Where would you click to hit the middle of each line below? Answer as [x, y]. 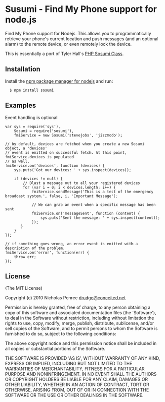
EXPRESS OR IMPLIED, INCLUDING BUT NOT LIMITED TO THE [69, 364]
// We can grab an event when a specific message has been [93, 204]
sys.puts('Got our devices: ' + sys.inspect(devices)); [73, 170]
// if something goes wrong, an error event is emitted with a [72, 244]
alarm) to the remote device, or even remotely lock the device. [68, 44]
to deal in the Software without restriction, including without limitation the [80, 318]
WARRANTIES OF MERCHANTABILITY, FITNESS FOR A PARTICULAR [75, 369]
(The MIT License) [24, 288]
